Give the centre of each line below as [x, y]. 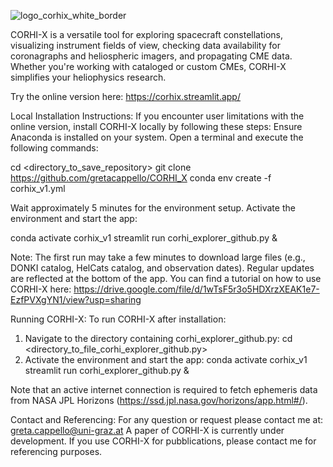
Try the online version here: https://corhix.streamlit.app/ [125, 96]
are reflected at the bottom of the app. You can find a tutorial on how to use [166, 278]
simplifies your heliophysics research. [88, 77]
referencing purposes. [56, 451]
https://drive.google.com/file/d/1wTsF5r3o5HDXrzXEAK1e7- [196, 289]
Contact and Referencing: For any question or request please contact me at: [167, 419]
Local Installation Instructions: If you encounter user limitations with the [157, 116]
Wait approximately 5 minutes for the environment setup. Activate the [153, 208]
